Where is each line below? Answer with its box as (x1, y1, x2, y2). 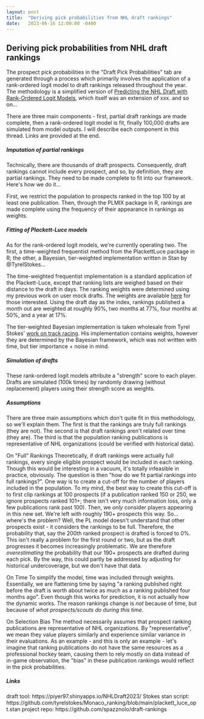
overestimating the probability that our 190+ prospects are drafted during (6, 549, 189, 556)
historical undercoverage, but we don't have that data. (6, 562, 142, 570)
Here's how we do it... (6, 181, 61, 188)
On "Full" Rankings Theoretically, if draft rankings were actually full (6, 452, 174, 459)
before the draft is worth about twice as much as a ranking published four (6, 587, 191, 594)
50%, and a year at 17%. (6, 311, 68, 319)
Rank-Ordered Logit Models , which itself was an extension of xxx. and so (6, 94, 189, 102)
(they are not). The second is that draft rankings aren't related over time (6, 427, 186, 434)
